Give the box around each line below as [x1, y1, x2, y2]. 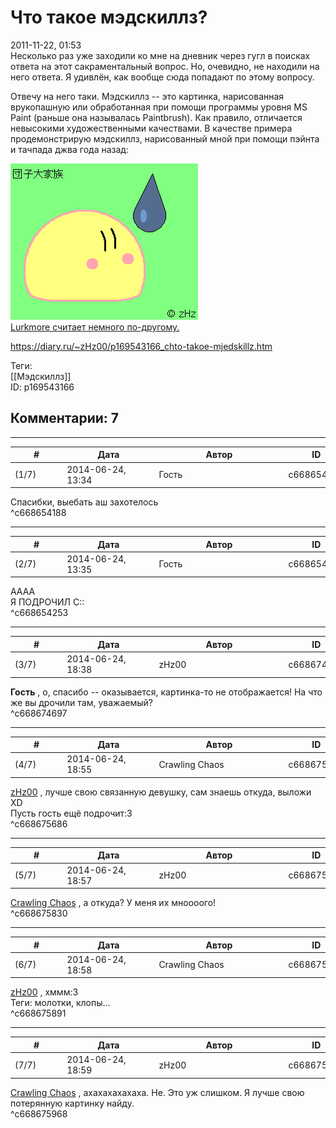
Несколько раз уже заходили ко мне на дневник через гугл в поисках [10, 49, 311, 61]
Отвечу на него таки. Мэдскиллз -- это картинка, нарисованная [10, 90, 285, 102]
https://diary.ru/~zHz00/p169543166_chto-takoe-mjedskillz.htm [10, 340, 273, 352]
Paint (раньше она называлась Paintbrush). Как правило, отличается [10, 111, 303, 123]
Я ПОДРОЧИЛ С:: [10, 596, 85, 608]
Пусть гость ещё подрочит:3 [10, 807, 133, 819]
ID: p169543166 [10, 381, 75, 393]
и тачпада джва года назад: [10, 143, 129, 155]
